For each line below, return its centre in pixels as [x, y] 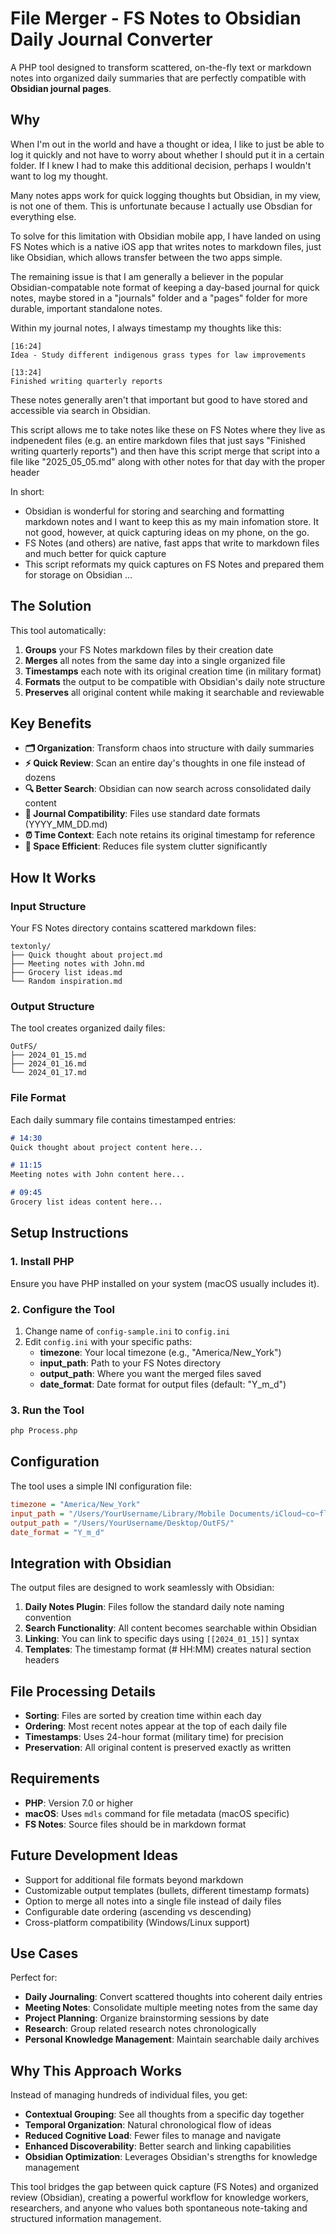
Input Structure [48, 906]
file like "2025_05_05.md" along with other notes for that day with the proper [168, 461]
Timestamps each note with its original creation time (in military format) [173, 671]
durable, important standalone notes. [86, 308]
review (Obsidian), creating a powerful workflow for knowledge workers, [159, 2198]
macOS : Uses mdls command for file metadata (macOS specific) [157, 1813]
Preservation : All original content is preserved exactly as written [158, 1747]
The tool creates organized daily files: [88, 1028]
